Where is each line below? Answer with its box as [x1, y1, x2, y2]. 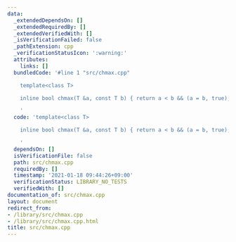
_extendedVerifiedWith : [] [13, 30, 93, 37]
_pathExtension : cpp [13, 43, 74, 50]
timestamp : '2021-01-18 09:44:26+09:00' [13, 172, 133, 179]
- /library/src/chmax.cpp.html [7, 217, 99, 225]
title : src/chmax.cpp [7, 224, 71, 231]
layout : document [7, 198, 58, 205]
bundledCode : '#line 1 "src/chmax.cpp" [13, 69, 131, 76]
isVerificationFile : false [13, 152, 93, 159]
